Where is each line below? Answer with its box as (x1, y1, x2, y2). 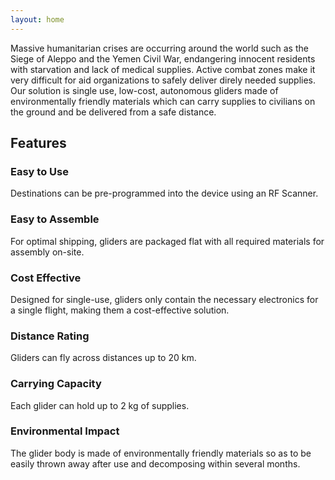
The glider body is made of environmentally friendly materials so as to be (10, 447, 312, 459)
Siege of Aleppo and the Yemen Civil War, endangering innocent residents (10, 52, 316, 65)
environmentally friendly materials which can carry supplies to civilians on (10, 95, 316, 107)
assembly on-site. (10, 246, 85, 258)
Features (10, 135, 67, 152)
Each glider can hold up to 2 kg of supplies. (10, 399, 190, 411)
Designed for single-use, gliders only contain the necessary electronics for (10, 293, 319, 305)
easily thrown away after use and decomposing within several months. (10, 457, 301, 470)
